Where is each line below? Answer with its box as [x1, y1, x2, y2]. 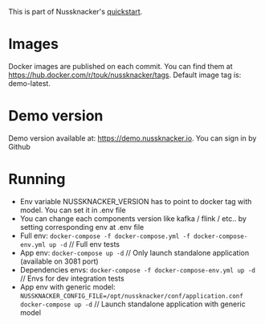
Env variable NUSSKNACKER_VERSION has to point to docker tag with [19, 196, 252, 206]
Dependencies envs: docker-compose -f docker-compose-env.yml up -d [19, 265, 255, 274]
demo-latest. [8, 78, 51, 88]
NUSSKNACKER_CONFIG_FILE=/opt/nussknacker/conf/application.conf [19, 292, 243, 300]
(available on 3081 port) [19, 256, 99, 266]
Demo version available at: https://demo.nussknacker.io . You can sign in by [8, 133, 257, 143]
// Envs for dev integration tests [19, 273, 124, 283]
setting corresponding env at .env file [19, 222, 145, 232]
